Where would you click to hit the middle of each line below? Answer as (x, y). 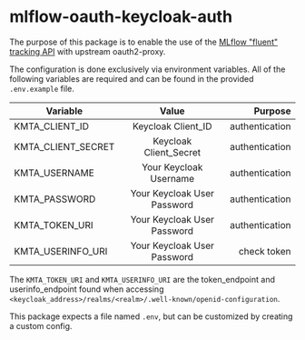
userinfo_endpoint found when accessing (87, 289)
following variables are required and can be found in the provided (132, 78)
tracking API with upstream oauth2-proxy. (88, 51)
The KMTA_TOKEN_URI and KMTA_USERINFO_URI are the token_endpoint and (142, 279)
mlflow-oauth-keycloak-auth (121, 17)
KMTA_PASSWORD (55, 199)
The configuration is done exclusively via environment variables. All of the (148, 69)
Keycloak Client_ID (172, 126)
